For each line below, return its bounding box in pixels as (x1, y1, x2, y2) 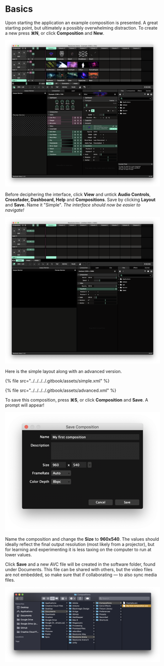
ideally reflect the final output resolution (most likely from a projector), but (5, 541, 155, 547)
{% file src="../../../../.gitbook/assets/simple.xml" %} (5, 377, 110, 384)
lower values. (5, 551, 32, 557)
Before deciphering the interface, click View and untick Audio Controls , (5, 191, 151, 197)
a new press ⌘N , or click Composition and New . (5, 30, 105, 36)
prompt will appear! (5, 402, 45, 408)
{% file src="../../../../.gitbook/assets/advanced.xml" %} (5, 387, 117, 393)
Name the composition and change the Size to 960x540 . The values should (5, 536, 160, 542)
